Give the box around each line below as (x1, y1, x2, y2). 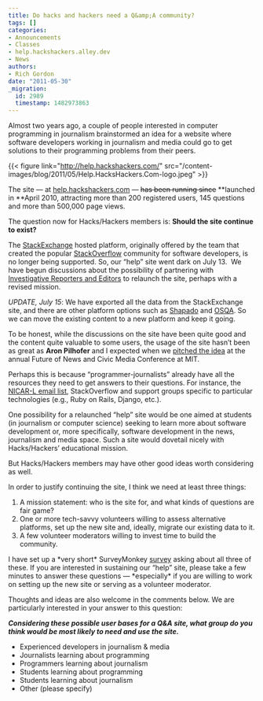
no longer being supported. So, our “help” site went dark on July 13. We (8, 257, 242, 267)
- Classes (8, 41, 41, 49)
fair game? (19, 506, 55, 515)
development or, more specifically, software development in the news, (8, 426, 236, 437)
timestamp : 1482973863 (15, 99, 89, 107)
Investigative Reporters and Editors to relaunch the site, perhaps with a (8, 274, 238, 283)
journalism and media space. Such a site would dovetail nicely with (8, 435, 225, 445)
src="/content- (164, 161, 214, 171)
